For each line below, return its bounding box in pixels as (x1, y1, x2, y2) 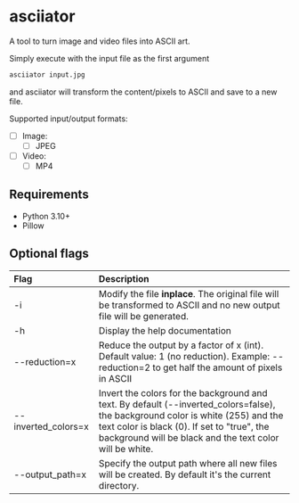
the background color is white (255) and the (98, 408, 284, 421)
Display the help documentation (98, 324, 231, 336)
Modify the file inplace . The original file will (98, 287, 279, 300)
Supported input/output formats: (9, 113, 128, 124)
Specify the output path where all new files (98, 457, 278, 469)
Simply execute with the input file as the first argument (9, 53, 210, 63)
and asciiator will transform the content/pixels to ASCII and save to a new (9, 87, 278, 97)
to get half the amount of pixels (152, 361, 283, 374)
